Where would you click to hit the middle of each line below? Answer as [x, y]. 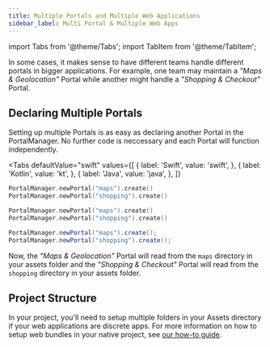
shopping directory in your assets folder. [75, 273]
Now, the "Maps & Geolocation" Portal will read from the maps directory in [131, 256]
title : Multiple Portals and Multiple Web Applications [104, 16]
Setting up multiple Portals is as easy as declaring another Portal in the [126, 132]
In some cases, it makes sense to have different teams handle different [126, 62]
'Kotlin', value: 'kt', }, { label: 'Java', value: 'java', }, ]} [95, 173]
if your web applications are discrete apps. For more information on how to [133, 326]
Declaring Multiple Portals [76, 113]
